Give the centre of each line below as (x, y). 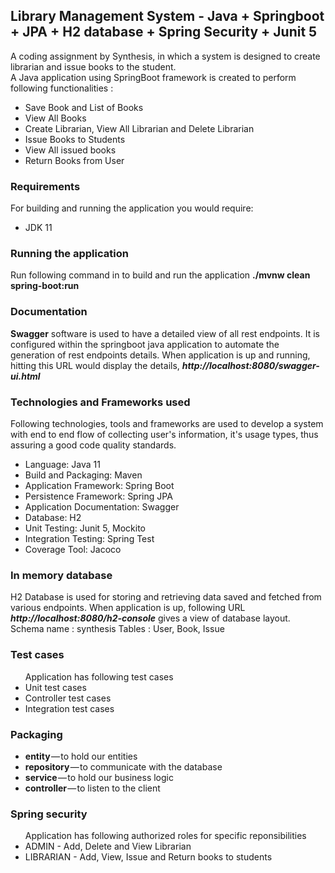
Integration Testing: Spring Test (89, 538)
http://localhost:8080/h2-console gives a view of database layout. (150, 618)
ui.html (25, 376)
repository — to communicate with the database (123, 766)
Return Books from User (74, 160)
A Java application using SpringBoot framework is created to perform (153, 77)
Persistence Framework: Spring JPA (98, 496)
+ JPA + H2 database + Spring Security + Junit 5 (164, 32)
